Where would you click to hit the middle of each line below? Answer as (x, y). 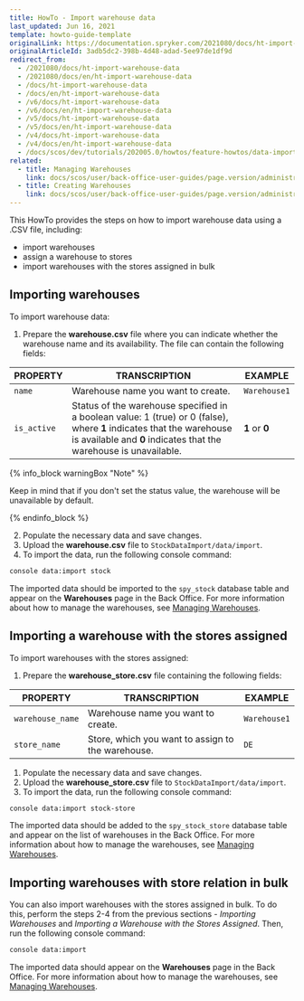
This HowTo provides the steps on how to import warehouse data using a (146, 220)
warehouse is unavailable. (127, 450)
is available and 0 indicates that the (147, 439)
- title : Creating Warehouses (74, 186)
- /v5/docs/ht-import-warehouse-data (89, 118)
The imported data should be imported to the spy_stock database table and (149, 588)
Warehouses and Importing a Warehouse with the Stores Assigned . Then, (146, 924)
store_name (37, 744)
